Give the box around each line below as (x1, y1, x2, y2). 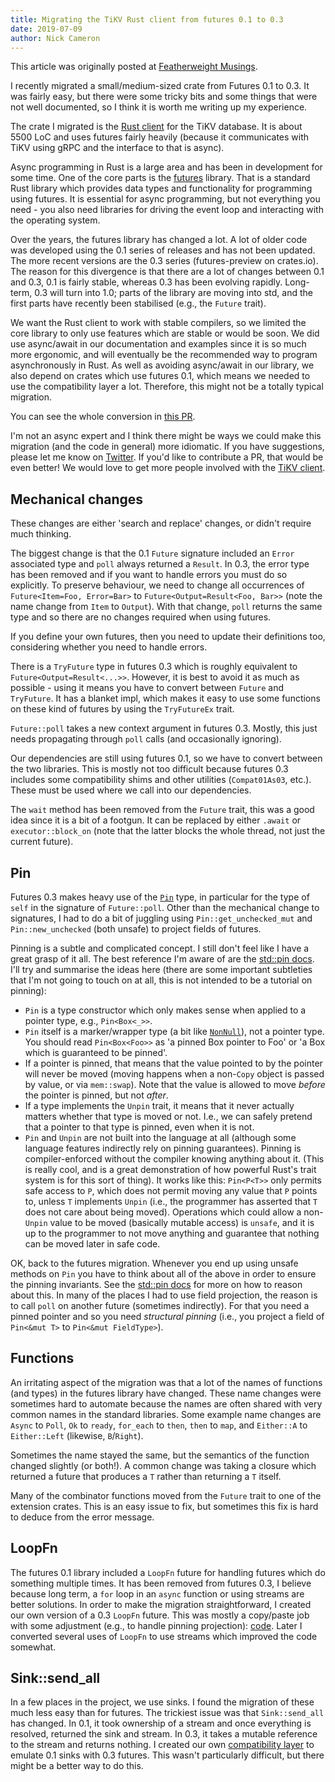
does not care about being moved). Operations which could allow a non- (24, 1206, 324, 1218)
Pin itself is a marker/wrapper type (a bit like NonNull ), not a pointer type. (24, 1026, 325, 1037)
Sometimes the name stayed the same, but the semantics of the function (10, 1449, 310, 1461)
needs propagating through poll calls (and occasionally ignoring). (10, 733, 282, 745)
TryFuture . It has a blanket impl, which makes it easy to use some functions (10, 692, 321, 705)
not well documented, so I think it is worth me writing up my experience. (10, 101, 308, 113)
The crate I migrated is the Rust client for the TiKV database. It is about (10, 121, 303, 133)
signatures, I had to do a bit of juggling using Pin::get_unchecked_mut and (10, 912, 313, 924)
